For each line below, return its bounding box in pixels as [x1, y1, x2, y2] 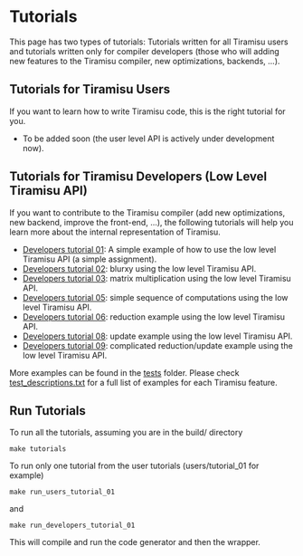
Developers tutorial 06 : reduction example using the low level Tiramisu [22, 311, 286, 322]
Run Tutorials [9, 403, 86, 418]
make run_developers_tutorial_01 [9, 521, 136, 531]
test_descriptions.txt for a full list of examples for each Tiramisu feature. [9, 377, 278, 388]
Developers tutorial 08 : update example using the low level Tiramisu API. [22, 331, 293, 341]
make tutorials [9, 445, 67, 454]
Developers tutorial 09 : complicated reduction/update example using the [22, 340, 294, 350]
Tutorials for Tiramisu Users [9, 81, 170, 97]
